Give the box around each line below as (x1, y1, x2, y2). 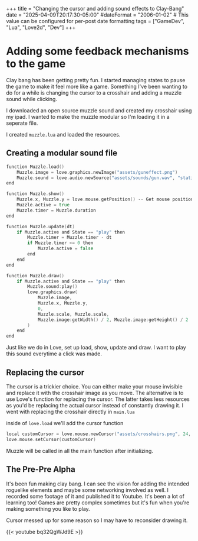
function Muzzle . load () (6, 164, 65, 170)
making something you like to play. (6, 505, 90, 512)
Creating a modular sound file (6, 148, 118, 158)
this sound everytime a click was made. (6, 350, 102, 357)
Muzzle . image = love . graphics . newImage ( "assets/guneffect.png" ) (16, 169, 178, 175)
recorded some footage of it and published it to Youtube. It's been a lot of (6, 493, 184, 500)
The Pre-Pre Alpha (6, 464, 75, 475)
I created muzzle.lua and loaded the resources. (6, 131, 121, 138)
